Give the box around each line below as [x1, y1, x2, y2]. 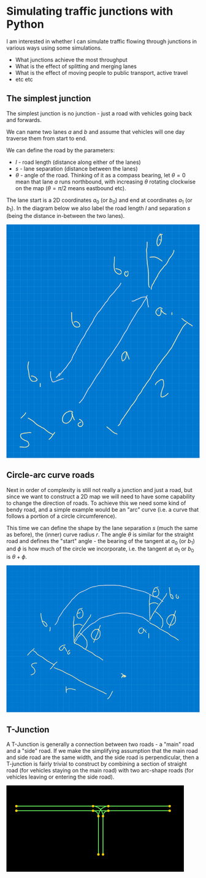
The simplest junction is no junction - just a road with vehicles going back [6, 109, 192, 117]
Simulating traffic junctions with [6, 4, 174, 18]
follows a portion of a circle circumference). [6, 512, 117, 520]
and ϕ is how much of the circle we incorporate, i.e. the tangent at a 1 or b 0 [6, 545, 194, 554]
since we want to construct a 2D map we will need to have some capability [6, 493, 195, 500]
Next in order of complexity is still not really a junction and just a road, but [6, 486, 193, 493]
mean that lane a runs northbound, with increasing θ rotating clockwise [15, 178, 196, 185]
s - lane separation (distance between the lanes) [15, 164, 138, 172]
